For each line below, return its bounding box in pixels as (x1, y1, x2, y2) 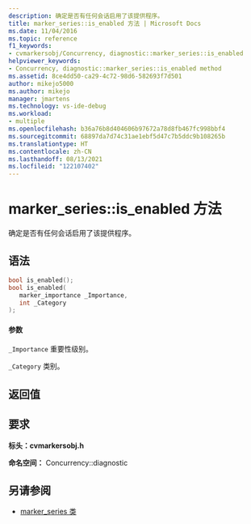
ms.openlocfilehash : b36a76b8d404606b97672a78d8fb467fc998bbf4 (8, 125, 226, 133)
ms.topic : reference (8, 34, 78, 43)
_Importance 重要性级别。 (8, 344, 93, 354)
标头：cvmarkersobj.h (8, 441, 85, 450)
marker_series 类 (19, 507, 77, 517)
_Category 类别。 (8, 361, 65, 371)
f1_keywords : (8, 42, 52, 50)
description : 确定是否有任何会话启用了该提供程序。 (8, 11, 164, 20)
